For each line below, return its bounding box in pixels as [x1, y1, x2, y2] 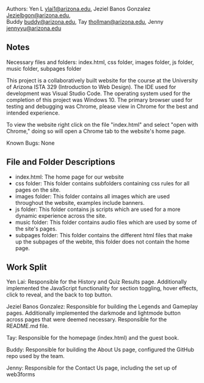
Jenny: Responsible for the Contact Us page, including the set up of [6, 364, 177, 371]
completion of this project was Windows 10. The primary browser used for [6, 96, 193, 103]
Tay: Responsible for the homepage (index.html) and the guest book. [6, 334, 179, 342]
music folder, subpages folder [6, 65, 82, 72]
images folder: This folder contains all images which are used [15, 192, 170, 200]
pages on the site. [15, 186, 61, 193]
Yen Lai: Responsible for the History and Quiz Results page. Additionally [6, 278, 188, 285]
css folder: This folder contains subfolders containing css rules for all [15, 179, 190, 187]
